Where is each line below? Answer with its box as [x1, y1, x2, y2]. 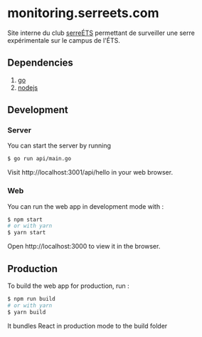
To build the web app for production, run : [7, 281, 129, 290]
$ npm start [7, 216, 43, 223]
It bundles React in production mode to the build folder [7, 321, 168, 330]
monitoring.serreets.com [7, 5, 159, 21]
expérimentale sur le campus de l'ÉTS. [7, 36, 121, 44]
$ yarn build [7, 309, 46, 316]
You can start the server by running [7, 141, 112, 150]
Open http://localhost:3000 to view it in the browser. [7, 242, 161, 251]
